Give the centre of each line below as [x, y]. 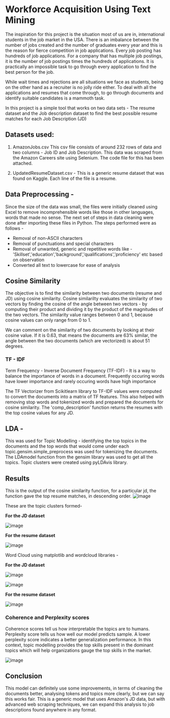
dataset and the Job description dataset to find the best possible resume [81, 113]
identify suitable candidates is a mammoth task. [55, 98]
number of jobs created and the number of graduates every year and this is [84, 45]
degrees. [15, 346]
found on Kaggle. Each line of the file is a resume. [64, 178]
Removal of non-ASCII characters [47, 238]
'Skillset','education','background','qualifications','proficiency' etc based [88, 254]
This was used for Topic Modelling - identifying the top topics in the [76, 441]
